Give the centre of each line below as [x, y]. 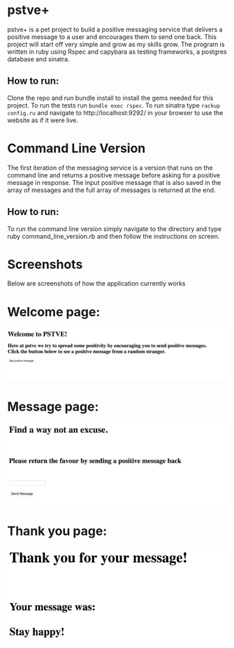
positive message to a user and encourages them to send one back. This [112, 36]
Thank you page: [57, 531]
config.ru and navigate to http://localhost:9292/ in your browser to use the [115, 112]
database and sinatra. [38, 59]
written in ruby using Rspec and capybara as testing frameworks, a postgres [117, 52]
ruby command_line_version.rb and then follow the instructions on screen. [114, 236]
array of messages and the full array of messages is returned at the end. [111, 190]
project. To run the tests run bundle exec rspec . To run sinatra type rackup [114, 105]
